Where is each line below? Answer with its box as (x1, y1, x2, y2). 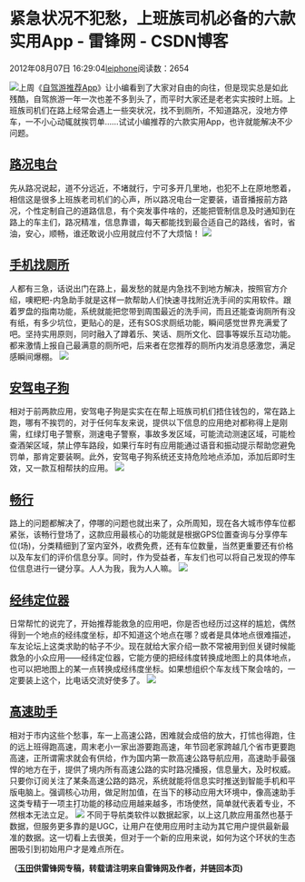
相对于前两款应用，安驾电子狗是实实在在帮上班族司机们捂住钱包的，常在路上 (9, 406, 296, 417)
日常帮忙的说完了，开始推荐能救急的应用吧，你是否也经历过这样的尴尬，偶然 (9, 619, 296, 629)
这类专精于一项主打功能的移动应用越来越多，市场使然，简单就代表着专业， (9, 798, 288, 808)
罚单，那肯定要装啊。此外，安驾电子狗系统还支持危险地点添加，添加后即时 (9, 451, 288, 462)
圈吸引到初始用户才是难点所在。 (9, 843, 129, 854)
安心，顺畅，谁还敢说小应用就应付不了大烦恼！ (25, 228, 201, 239)
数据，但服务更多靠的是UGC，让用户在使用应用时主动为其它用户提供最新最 (9, 820, 290, 831)
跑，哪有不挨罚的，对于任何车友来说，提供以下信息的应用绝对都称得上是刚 (9, 417, 288, 428)
